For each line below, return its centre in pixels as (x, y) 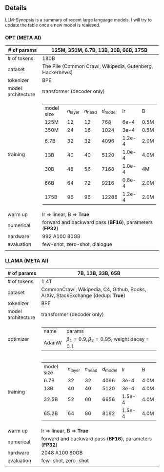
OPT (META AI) (23, 38)
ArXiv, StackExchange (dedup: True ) (83, 295)
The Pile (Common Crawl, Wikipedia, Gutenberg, (98, 66)
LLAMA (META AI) (27, 261)
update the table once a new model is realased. (53, 25)
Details (16, 8)
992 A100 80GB (61, 236)
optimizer (18, 339)
